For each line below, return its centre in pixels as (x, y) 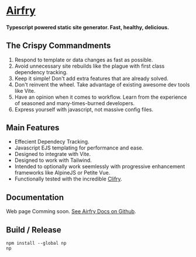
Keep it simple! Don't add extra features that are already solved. (91, 78)
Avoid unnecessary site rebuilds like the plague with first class (90, 66)
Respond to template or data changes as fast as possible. (84, 60)
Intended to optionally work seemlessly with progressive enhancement (100, 166)
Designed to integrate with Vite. (53, 154)
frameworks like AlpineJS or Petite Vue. (62, 173)
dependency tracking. (41, 72)
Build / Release (34, 230)
